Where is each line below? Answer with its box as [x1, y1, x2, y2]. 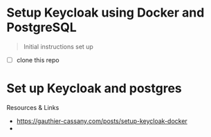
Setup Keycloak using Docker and [6, 5, 205, 21]
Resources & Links [6, 103, 59, 111]
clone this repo [16, 55, 59, 64]
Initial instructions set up [23, 42, 94, 51]
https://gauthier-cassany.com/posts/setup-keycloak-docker [16, 116, 187, 125]
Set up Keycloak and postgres [6, 81, 183, 96]
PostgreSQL [6, 19, 77, 35]
